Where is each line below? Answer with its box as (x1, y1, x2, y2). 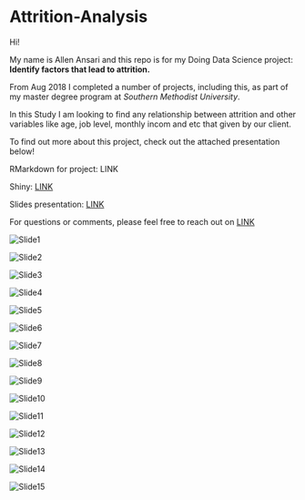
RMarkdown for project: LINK (9, 163, 118, 174)
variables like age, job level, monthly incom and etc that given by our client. (9, 118, 291, 129)
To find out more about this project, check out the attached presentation (9, 136, 280, 147)
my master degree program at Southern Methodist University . (9, 91, 240, 102)
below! (9, 146, 35, 157)
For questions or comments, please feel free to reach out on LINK (9, 216, 255, 227)
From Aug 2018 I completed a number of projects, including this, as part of (9, 81, 289, 92)
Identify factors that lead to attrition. (9, 64, 150, 75)
